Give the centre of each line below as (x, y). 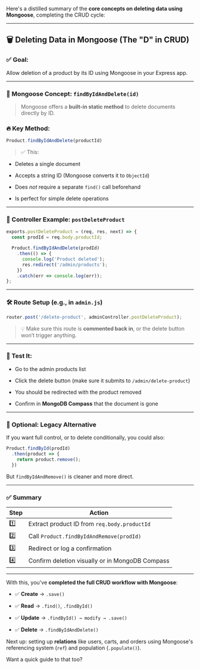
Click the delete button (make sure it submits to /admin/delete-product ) (102, 381)
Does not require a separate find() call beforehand (78, 187)
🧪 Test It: (19, 356)
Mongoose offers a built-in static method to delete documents (98, 106)
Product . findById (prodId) (38, 448)
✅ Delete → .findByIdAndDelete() (57, 629)
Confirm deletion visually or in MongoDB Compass (99, 561)
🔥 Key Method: (28, 128)
